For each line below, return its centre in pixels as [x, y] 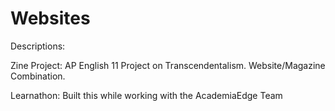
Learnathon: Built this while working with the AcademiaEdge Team [146, 95]
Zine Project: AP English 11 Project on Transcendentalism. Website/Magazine [168, 65]
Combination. [38, 76]
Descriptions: [38, 46]
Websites [50, 18]
